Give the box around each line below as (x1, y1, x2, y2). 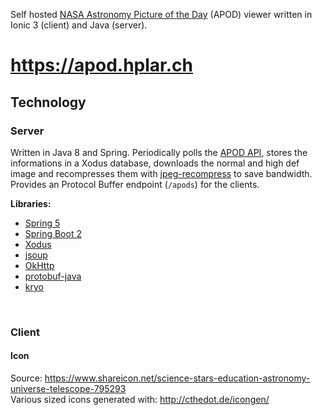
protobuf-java (24, 270, 82, 282)
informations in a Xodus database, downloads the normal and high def (10, 157, 300, 169)
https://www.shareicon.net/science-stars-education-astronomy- (44, 372, 311, 384)
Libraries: (10, 197, 52, 209)
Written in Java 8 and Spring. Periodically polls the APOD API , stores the (10, 146, 308, 158)
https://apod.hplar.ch (10, 54, 193, 77)
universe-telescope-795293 (10, 383, 127, 394)
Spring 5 (24, 217, 61, 229)
